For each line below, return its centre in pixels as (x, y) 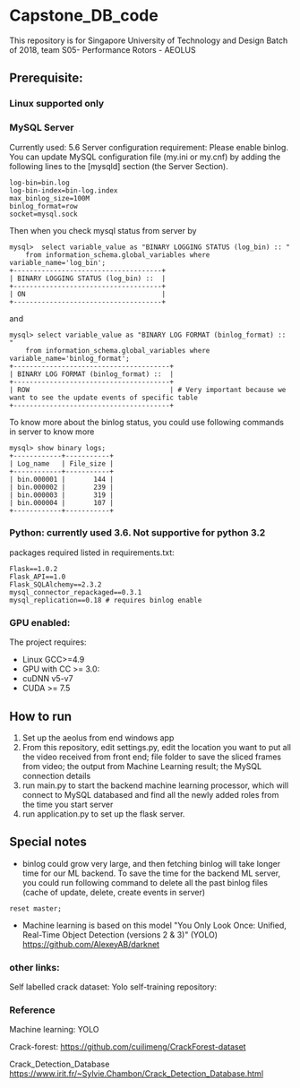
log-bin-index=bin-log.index (64, 190)
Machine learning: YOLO (55, 1030)
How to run (41, 716)
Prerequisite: (46, 78)
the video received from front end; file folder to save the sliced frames (152, 757)
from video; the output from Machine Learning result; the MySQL (142, 766)
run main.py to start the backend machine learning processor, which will (155, 785)
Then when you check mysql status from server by (103, 230)
